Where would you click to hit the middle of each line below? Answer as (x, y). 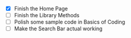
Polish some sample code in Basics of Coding (69, 22)
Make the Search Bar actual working (58, 28)
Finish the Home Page (41, 9)
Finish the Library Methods (47, 15)
